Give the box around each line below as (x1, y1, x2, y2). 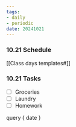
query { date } (6, 114, 41, 122)
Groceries (14, 88, 40, 96)
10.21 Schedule (6, 46, 52, 54)
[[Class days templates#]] (6, 59, 71, 67)
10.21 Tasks (6, 74, 41, 83)
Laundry (14, 95, 36, 102)
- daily (6, 15, 26, 21)
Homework (14, 102, 43, 109)
